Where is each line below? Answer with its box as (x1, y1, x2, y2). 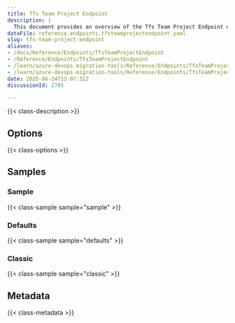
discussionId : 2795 (7, 82, 64, 89)
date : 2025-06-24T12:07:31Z (7, 75, 90, 82)
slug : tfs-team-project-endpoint (7, 36, 105, 43)
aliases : (7, 43, 33, 50)
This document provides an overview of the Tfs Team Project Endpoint (13, 23, 224, 30)
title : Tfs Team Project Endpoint (7, 10, 108, 17)
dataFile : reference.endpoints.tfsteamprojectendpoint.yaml (7, 29, 187, 37)
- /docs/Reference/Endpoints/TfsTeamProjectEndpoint (7, 50, 164, 57)
